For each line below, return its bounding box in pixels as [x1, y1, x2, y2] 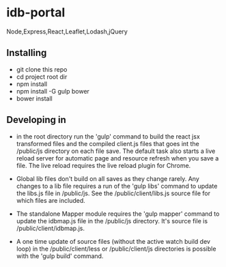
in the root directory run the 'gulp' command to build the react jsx [16, 132, 201, 141]
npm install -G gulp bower [16, 87, 90, 95]
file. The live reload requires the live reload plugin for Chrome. [16, 161, 191, 169]
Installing [6, 47, 47, 59]
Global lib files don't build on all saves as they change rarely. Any [16, 174, 199, 182]
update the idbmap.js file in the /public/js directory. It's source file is [16, 216, 208, 225]
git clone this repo [16, 65, 68, 73]
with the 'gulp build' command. [16, 251, 104, 260]
